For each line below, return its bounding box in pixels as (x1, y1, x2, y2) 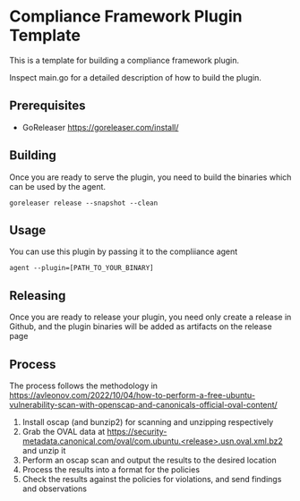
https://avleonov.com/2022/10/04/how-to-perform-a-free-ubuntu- (9, 390, 256, 400)
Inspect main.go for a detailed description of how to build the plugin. (9, 72, 262, 82)
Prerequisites (9, 98, 86, 114)
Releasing (9, 288, 66, 303)
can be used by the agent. (9, 181, 106, 191)
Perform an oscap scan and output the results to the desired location (21, 454, 277, 465)
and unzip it (21, 446, 66, 455)
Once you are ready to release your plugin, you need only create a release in (9, 311, 292, 323)
